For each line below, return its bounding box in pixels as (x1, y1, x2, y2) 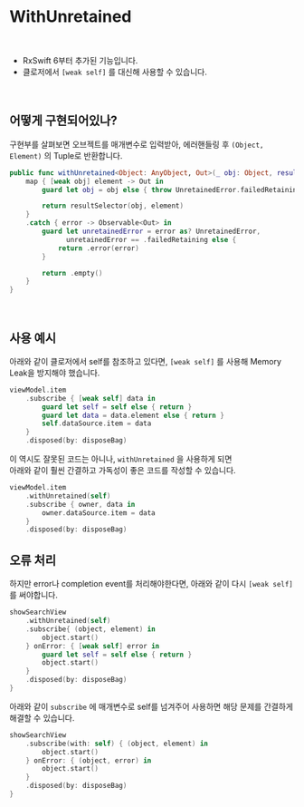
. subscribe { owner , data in (25, 500, 136, 509)
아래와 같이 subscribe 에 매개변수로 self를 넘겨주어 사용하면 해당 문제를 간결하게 (9, 701, 294, 712)
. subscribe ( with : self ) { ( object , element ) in (25, 739, 208, 748)
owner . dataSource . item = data (42, 508, 156, 518)
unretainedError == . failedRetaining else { (66, 235, 237, 244)
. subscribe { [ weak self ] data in (25, 394, 156, 403)
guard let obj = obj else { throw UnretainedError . (42, 185, 242, 194)
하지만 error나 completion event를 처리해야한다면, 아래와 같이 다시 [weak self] (9, 579, 294, 589)
